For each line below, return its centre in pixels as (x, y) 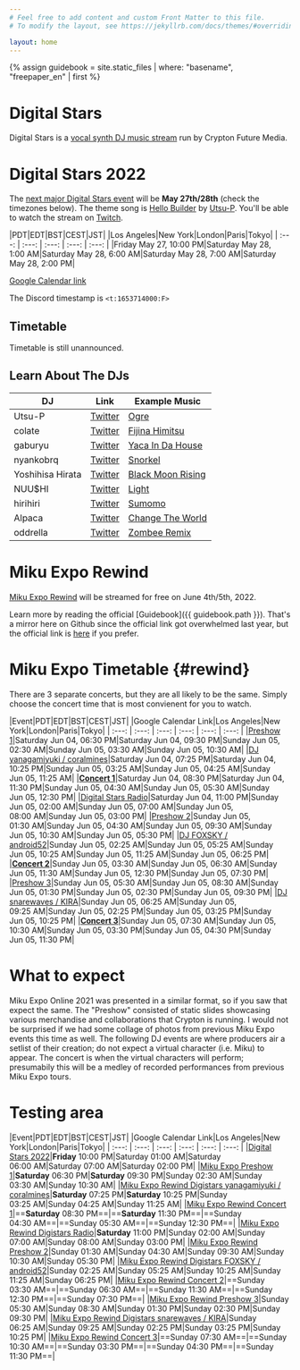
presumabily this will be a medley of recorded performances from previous (147, 1067)
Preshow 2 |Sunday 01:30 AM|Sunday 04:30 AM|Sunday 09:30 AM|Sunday (147, 1251)
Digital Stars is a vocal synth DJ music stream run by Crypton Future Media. (149, 138)
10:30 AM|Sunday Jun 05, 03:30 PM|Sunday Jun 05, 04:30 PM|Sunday (140, 930)
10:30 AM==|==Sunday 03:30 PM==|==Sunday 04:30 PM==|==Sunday (142, 1346)
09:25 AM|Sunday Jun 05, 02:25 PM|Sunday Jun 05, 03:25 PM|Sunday (141, 911)
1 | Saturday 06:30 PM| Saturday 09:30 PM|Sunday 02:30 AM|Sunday (136, 1175)
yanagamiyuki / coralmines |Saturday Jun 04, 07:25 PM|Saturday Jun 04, (143, 759)
